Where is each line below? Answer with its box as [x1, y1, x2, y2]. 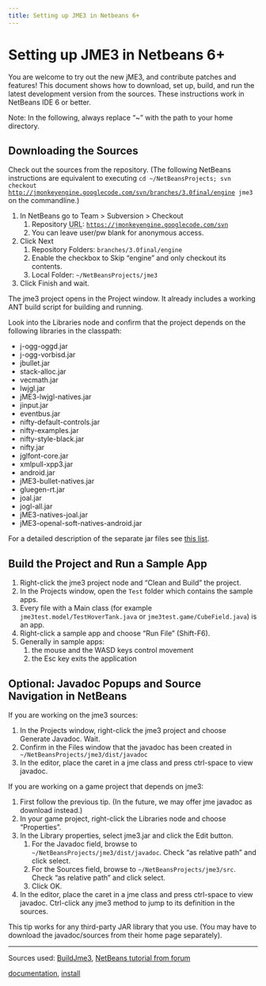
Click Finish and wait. [19, 278, 89, 288]
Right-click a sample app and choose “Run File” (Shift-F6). [19, 628, 211, 639]
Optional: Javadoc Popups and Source [8, 677, 202, 690]
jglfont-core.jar [19, 451, 69, 461]
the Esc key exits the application [31, 654, 137, 663]
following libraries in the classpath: [8, 326, 122, 336]
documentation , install [8, 969, 81, 978]
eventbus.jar [19, 409, 61, 419]
